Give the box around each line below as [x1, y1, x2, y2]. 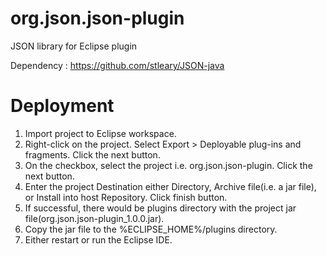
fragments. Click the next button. [24, 148, 161, 161]
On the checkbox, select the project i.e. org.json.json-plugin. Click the [24, 159, 313, 171]
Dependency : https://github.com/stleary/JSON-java [10, 59, 225, 71]
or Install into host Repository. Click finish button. [24, 191, 228, 203]
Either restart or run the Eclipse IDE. [24, 233, 173, 246]
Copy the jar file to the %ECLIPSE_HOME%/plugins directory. [24, 223, 278, 235]
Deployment [10, 95, 115, 117]
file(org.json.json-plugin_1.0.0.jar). [24, 212, 165, 224]
